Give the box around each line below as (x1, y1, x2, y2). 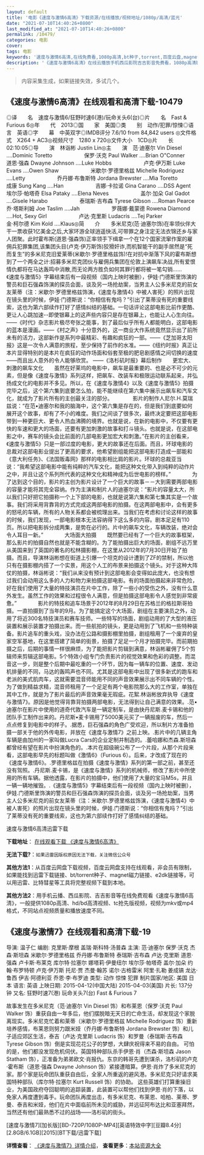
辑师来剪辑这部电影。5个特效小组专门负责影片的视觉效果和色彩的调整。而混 (6, 653, 196, 660)
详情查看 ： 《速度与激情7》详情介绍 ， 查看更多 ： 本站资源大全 (6, 1142, 161, 1150)
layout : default (6, 9, 47, 15)
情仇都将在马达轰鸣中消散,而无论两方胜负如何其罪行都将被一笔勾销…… (6, 265, 182, 273)
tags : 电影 (6, 49, 32, 55)
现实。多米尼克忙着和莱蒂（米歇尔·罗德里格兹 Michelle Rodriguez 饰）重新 (11, 1018, 197, 1025)
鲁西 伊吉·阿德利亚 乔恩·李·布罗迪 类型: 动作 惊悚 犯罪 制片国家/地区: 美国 (6, 974, 188, 981)
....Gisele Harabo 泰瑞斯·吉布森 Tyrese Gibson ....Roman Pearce (6, 197, 195, 205)
